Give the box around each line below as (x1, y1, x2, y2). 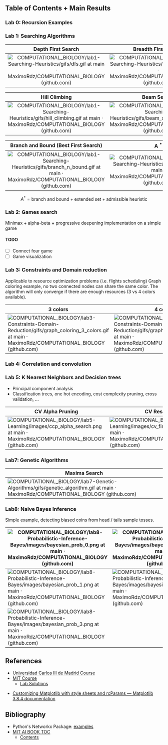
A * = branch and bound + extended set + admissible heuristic (20, 195, 147, 202)
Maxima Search (64, 470, 103, 477)
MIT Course (12, 675, 37, 681)
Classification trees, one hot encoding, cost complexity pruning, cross (12, 391, 157, 397)
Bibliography (5, 710, 46, 719)
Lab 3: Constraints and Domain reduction (5, 266, 107, 273)
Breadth (133, 45, 153, 52)
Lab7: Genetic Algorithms (5, 457, 68, 464)
